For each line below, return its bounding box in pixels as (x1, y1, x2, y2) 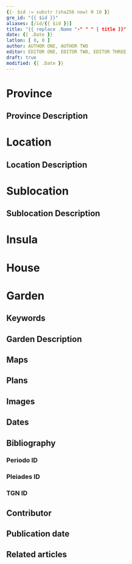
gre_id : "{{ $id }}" (6, 15, 59, 21)
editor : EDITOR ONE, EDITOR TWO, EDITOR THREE (6, 49, 127, 55)
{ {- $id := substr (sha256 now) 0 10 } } (6, 9, 111, 15)
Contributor (6, 508, 52, 518)
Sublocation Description (6, 209, 100, 219)
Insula (6, 233, 38, 247)
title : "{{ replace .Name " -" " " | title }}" (6, 26, 127, 32)
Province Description (6, 111, 88, 121)
